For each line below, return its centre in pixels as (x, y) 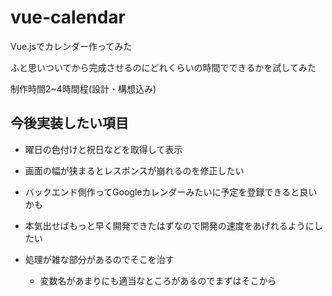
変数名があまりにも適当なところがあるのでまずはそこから (158, 280)
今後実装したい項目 (69, 123)
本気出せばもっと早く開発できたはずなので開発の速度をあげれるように (169, 225)
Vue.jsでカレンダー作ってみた (71, 46)
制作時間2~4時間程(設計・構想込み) (83, 88)
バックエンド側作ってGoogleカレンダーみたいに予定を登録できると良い (171, 192)
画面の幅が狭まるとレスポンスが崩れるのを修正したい (134, 170)
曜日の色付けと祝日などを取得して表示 (103, 149)
